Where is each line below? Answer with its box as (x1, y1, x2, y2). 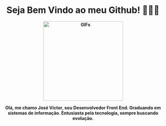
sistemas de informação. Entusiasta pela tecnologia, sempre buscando (7, 110, 158, 116)
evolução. (72, 115, 94, 121)
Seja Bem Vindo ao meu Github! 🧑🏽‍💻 (6, 4, 160, 16)
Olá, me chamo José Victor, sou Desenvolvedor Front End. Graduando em (5, 105, 161, 111)
